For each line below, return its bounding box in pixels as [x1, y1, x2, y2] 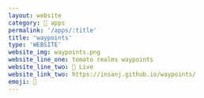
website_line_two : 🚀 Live [8, 63, 93, 71]
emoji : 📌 [8, 77, 37, 85]
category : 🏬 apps [8, 19, 66, 27]
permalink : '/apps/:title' [8, 26, 97, 34]
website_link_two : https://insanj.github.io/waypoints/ [8, 70, 196, 78]
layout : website [8, 11, 62, 20]
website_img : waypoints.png [8, 48, 101, 56]
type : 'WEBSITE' [8, 41, 62, 49]
